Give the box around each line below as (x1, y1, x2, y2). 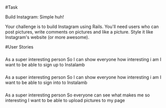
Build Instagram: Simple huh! (5, 14, 64, 19)
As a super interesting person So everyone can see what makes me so (5, 92, 150, 98)
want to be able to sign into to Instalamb (5, 79, 88, 85)
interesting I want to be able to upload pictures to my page (5, 97, 126, 103)
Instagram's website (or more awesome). (5, 34, 90, 40)
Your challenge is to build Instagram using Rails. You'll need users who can (5, 23, 159, 29)
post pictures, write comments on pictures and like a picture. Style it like (5, 29, 154, 34)
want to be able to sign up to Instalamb (5, 61, 85, 67)
